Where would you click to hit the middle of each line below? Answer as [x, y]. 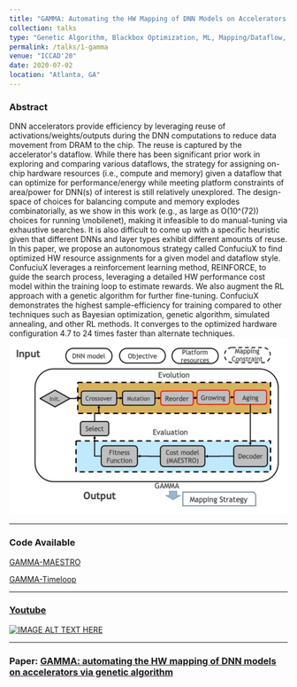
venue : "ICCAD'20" [43, 56]
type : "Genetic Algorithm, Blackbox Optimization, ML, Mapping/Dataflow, [148, 37]
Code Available [42, 543]
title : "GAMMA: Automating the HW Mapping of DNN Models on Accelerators [148, 19]
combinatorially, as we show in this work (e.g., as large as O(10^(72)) [134, 211]
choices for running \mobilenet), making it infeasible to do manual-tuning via [148, 221]
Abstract [29, 106]
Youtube [28, 610]
